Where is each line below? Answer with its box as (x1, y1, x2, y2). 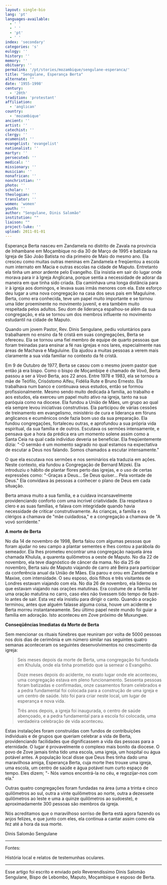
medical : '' (5, 160, 30, 164)
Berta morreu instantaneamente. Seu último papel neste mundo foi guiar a (5, 607, 157, 613)
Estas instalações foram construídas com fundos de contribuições (5, 727, 141, 733)
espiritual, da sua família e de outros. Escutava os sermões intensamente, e (5, 425, 160, 431)
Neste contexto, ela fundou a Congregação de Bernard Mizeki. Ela (5, 462, 141, 468)
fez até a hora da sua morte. (5, 821, 63, 827)
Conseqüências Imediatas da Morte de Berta (5, 622, 99, 628)
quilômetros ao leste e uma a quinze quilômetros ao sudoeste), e (5, 796, 138, 802)
